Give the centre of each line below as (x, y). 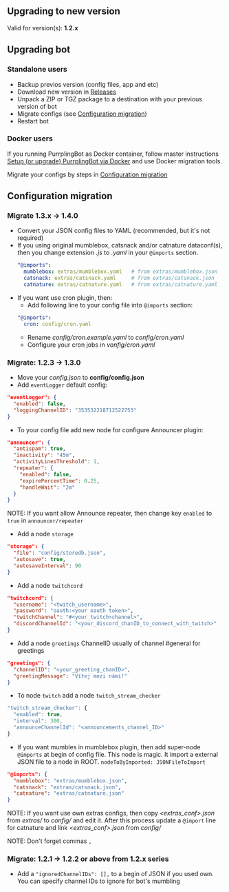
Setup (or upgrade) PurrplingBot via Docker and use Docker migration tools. (115, 161)
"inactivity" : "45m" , (44, 455)
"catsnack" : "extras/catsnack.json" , (67, 787)
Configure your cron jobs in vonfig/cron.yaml (91, 345)
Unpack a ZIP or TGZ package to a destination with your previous (110, 99)
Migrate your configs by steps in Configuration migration (87, 174)
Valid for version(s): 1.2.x (43, 28)
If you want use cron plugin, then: (65, 297)
